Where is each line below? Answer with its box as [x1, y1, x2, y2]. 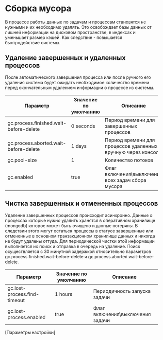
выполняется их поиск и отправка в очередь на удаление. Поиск [5, 243, 141, 249]
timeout [7, 297, 25, 304]
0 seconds [71, 123, 96, 129]
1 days [71, 143, 87, 149]
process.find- [7, 290, 40, 297]
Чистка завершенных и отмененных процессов [5, 199, 158, 208]
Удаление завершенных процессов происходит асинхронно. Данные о [5, 212, 153, 218]
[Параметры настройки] [5, 329, 56, 335]
